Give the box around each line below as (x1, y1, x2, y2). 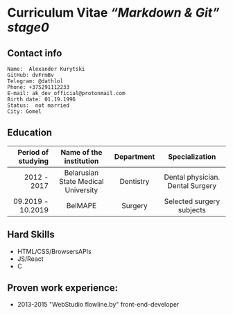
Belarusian (64, 168, 99, 178)
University (64, 185, 98, 195)
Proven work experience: (7, 282, 119, 294)
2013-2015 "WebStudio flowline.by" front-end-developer (17, 300, 180, 309)
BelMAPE (66, 201, 97, 210)
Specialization (168, 151, 216, 161)
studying (18, 156, 49, 166)
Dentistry (119, 176, 150, 186)
